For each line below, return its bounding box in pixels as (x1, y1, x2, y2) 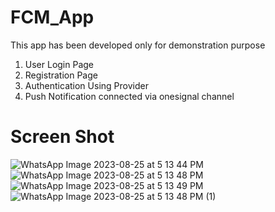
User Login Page (24, 58, 95, 70)
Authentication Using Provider (24, 79, 149, 91)
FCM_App (10, 6, 95, 29)
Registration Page (24, 69, 98, 81)
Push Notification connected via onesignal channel (24, 90, 235, 102)
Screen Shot (10, 126, 115, 148)
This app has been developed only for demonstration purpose (10, 39, 266, 51)
